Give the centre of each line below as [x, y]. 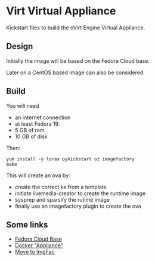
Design [20, 46]
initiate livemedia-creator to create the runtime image [80, 193]
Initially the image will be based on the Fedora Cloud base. [78, 60]
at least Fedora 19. [37, 123]
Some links [27, 225]
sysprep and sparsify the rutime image [62, 199]
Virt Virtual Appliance [61, 11]
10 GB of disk [31, 136]
